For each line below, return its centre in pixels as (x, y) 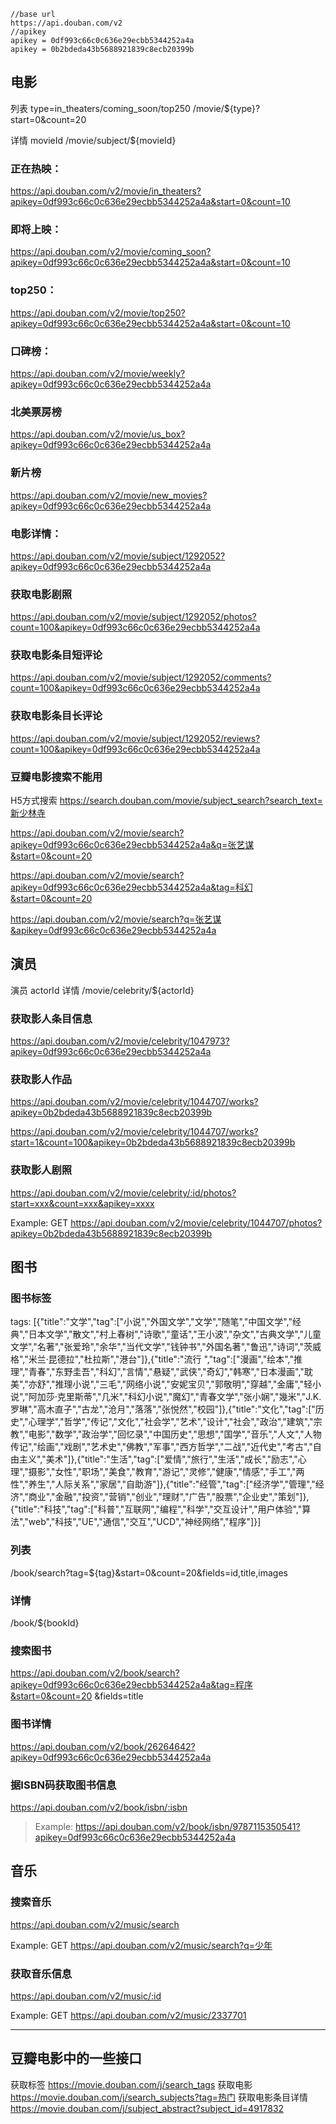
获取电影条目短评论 (56, 655)
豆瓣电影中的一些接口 (76, 2058)
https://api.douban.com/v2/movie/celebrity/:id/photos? (123, 1192)
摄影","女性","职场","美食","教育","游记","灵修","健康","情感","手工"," (162, 1472)
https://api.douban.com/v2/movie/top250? (98, 312)
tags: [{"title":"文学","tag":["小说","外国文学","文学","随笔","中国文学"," (151, 1322)
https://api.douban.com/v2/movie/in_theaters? (106, 191)
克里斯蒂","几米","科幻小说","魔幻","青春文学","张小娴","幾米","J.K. (189, 1397)
